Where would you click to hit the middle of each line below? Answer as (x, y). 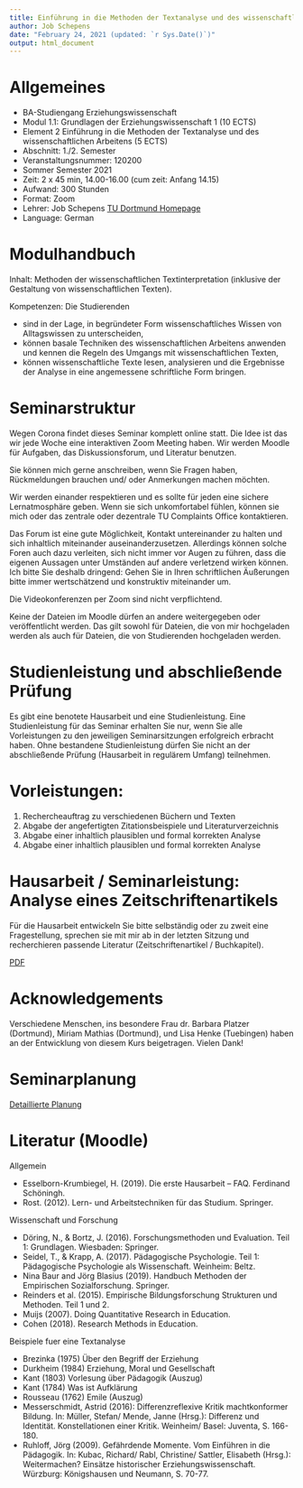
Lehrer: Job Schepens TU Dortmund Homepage (111, 208)
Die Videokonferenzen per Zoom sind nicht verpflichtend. (116, 599)
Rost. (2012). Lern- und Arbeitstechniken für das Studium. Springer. (147, 1202)
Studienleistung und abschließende (146, 672)
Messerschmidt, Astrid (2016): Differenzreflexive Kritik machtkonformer (155, 1406)
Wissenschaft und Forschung (64, 1220)
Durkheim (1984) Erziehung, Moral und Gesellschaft (119, 1368)
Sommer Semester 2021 (67, 170)
